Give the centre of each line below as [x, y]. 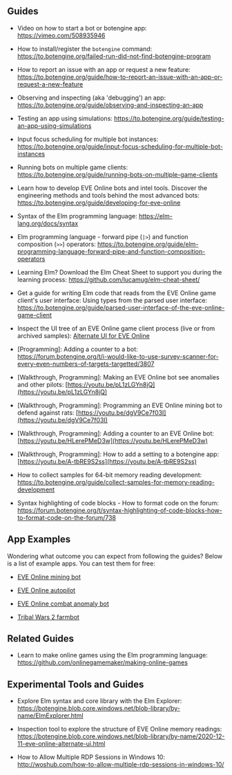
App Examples [39, 540]
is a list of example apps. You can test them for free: [81, 563]
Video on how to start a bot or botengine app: [82, 28]
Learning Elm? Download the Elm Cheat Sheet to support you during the [119, 272]
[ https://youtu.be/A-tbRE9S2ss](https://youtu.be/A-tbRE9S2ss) [107, 461]
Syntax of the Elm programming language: [77, 216]
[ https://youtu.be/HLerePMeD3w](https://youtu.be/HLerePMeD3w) [113, 440]
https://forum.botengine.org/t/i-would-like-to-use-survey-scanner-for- [118, 356]
